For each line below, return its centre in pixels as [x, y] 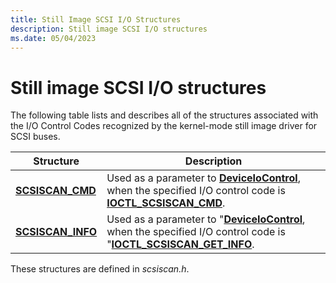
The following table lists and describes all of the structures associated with [164, 115]
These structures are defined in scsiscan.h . [100, 269]
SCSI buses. [35, 137]
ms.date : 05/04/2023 [53, 38]
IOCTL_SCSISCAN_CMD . [166, 203]
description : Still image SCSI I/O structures [109, 29]
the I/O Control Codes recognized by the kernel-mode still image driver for [164, 126]
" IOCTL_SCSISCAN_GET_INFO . [180, 244]
